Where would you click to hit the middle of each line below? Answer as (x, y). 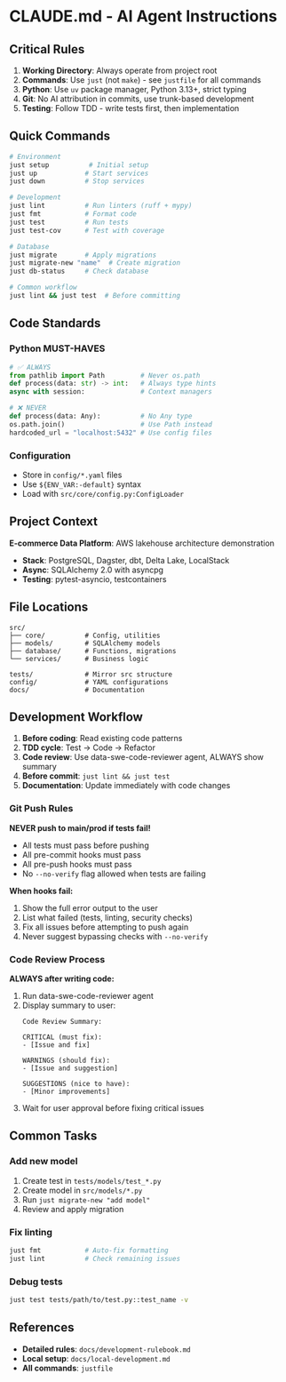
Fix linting (31, 1232)
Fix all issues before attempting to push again (105, 927)
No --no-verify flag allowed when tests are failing (114, 874)
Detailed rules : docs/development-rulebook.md (106, 1349)
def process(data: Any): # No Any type (101, 416)
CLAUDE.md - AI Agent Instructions (143, 16)
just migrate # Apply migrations (83, 255)
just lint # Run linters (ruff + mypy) (101, 206)
